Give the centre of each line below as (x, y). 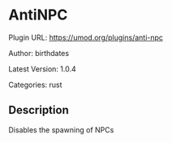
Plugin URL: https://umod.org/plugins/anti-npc (86, 37)
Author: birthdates (39, 53)
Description (39, 110)
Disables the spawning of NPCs (61, 130)
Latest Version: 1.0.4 (43, 69)
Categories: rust (35, 84)
